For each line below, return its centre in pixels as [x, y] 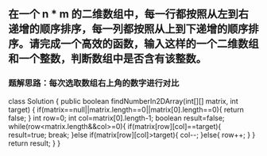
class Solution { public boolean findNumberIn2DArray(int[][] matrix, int [123, 101]
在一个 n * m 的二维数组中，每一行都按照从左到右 [128, 14]
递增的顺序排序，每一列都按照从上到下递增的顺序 [128, 29]
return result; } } [35, 143]
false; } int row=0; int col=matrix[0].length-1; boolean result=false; [116, 118]
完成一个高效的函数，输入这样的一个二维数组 [149, 44]
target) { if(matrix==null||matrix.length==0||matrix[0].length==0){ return [126, 109]
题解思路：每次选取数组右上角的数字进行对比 [94, 83]
